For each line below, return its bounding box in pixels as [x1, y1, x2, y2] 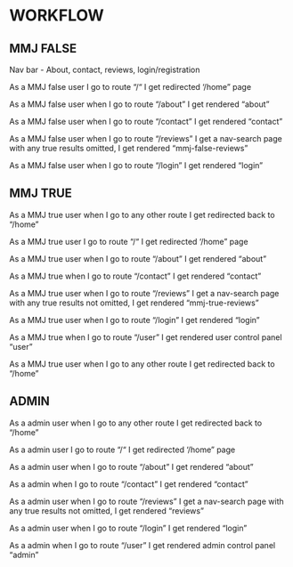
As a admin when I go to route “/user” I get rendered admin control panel [9, 539, 276, 550]
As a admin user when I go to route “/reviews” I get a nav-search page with [9, 496, 284, 506]
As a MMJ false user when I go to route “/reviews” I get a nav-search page [9, 134, 282, 143]
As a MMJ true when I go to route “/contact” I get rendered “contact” [9, 271, 262, 281]
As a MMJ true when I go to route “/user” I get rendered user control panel [9, 331, 282, 343]
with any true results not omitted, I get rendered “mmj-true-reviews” [9, 297, 260, 308]
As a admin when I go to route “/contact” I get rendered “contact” [9, 478, 248, 490]
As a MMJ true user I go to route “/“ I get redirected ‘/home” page [9, 236, 248, 247]
